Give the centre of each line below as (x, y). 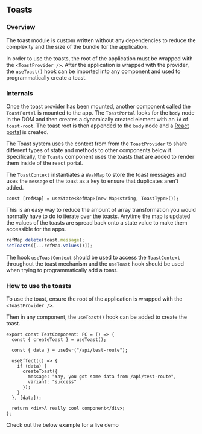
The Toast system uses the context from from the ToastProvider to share (97, 144)
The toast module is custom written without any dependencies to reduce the (101, 40)
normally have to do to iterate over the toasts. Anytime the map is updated (98, 216)
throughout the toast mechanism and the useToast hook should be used (95, 263)
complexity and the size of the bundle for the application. (77, 46)
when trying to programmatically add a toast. (62, 270)
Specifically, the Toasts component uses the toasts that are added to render (100, 156)
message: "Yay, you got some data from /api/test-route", (102, 377)
